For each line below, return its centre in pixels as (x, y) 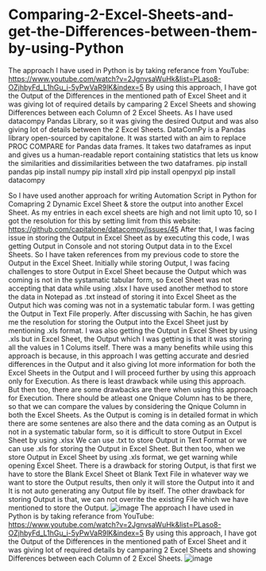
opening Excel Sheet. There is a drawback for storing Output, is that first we (132, 465)
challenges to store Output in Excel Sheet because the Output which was (127, 271)
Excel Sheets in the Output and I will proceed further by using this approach (132, 372)
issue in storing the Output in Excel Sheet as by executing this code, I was (129, 237)
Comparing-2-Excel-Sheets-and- (121, 15)
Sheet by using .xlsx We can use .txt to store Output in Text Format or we (128, 440)
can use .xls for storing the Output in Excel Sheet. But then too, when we (127, 448)
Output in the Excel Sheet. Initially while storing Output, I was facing (119, 263)
